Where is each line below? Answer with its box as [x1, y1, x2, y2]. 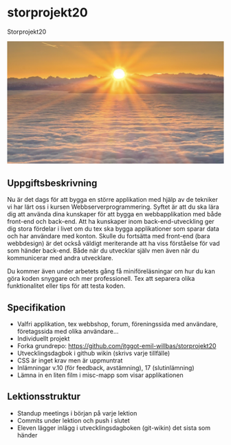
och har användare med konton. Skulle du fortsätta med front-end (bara [7, 232, 210, 240]
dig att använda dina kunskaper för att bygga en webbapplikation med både [7, 210, 222, 218]
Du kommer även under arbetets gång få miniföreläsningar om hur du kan [7, 267, 215, 275]
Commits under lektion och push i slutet [16, 416, 131, 424]
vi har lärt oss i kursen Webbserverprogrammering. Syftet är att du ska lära [7, 203, 219, 211]
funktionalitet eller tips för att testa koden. [7, 282, 126, 290]
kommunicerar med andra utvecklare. [7, 254, 113, 262]
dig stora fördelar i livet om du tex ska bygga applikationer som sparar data [7, 225, 220, 233]
